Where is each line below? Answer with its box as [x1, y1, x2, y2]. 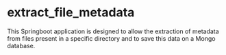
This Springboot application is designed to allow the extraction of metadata [7, 27, 219, 35]
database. [7, 41, 36, 50]
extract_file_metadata [7, 5, 135, 20]
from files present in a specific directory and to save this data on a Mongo [7, 34, 216, 42]
